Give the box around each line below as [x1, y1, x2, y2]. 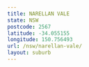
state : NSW [7, 17, 39, 24]
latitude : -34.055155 [7, 29, 70, 37]
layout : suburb [7, 50, 51, 57]
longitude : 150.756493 [7, 36, 73, 43]
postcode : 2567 [7, 23, 51, 30]
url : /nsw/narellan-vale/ [7, 43, 82, 50]
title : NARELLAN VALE [7, 10, 70, 17]
